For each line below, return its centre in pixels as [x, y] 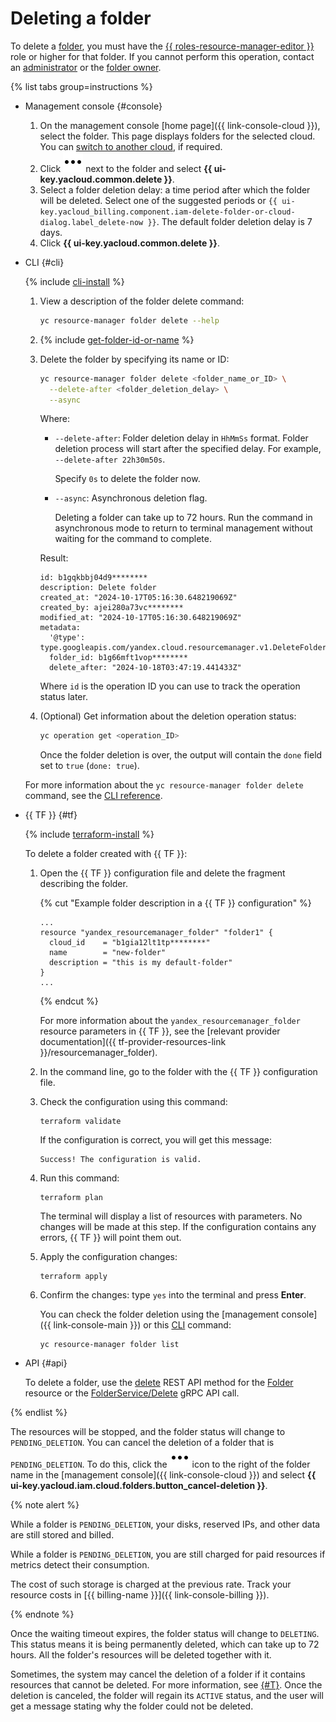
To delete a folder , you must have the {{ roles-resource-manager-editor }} [162, 46]
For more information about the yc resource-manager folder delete [164, 785]
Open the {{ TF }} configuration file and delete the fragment [162, 873]
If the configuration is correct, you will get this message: [156, 1140]
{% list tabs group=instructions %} [81, 86]
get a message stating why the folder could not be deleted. [132, 1706]
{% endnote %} [42, 1614]
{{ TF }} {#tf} [51, 815]
